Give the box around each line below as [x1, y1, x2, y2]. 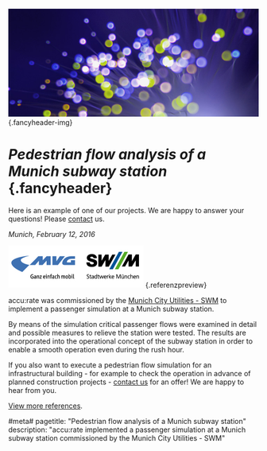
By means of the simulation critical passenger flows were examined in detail [8, 319, 257, 329]
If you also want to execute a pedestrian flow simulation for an [8, 360, 212, 370]
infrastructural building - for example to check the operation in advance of [8, 368, 251, 378]
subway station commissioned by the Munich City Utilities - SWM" [8, 433, 226, 442]
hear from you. [8, 385, 57, 395]
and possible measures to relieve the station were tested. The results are [8, 328, 246, 337]
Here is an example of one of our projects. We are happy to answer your [8, 205, 245, 215]
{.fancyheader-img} [8, 118, 73, 127]
